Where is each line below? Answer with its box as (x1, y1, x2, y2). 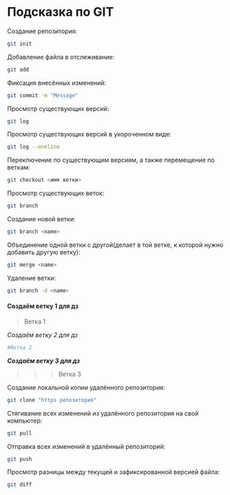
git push (7, 456, 32, 463)
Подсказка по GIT (7, 4, 114, 20)
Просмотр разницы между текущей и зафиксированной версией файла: (7, 468, 220, 476)
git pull (7, 430, 32, 436)
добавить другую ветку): (7, 247, 81, 256)
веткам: (7, 163, 31, 172)
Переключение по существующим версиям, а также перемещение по (7, 156, 215, 164)
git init (7, 40, 32, 47)
